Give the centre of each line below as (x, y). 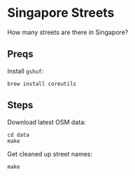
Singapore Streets (61, 13)
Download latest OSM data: (47, 122)
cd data (19, 135)
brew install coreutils (42, 84)
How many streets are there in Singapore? (68, 32)
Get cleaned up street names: (50, 154)
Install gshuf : (26, 71)
